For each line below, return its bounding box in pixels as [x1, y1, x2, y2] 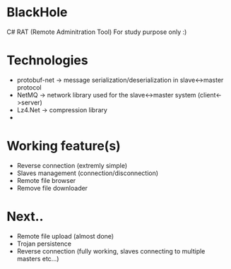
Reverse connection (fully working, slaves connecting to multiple [16, 246, 206, 255]
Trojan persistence [16, 239, 72, 248]
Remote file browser [16, 176, 76, 184]
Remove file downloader [16, 184, 88, 192]
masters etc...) [16, 254, 59, 263]
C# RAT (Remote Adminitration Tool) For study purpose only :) [6, 28, 187, 36]
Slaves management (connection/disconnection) [16, 169, 159, 177]
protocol [16, 83, 42, 92]
